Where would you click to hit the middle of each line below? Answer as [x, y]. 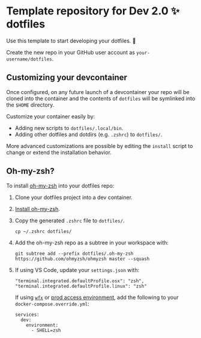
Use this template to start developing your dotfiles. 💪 [71, 41]
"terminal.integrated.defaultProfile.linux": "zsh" [81, 286]
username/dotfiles [29, 59]
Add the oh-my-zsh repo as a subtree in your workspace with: [92, 242]
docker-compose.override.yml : [52, 303]
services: [27, 315]
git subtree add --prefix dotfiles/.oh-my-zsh [74, 253]
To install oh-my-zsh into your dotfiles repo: [60, 185]
